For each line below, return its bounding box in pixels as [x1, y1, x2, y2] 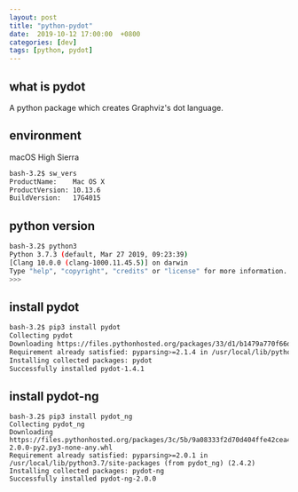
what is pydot [9, 79, 86, 94]
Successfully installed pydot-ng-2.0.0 [9, 474, 157, 484]
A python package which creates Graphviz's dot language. [9, 102, 223, 113]
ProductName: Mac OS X [9, 177, 105, 186]
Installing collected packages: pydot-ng [9, 467, 165, 476]
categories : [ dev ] [9, 37, 77, 47]
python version [9, 218, 96, 234]
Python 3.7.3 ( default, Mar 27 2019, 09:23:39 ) [9, 250, 189, 258]
